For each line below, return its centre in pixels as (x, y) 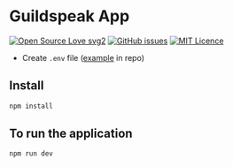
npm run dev (31, 154)
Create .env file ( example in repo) (83, 57)
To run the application (71, 134)
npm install (31, 106)
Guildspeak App (70, 16)
